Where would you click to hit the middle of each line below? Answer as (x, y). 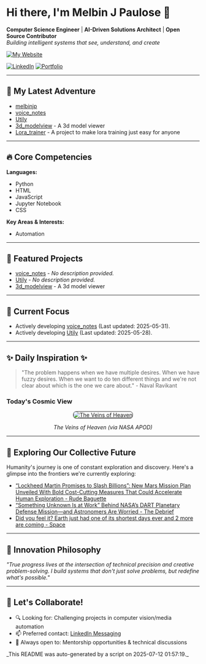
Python (24, 184)
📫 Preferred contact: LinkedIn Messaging (68, 633)
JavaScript (29, 197)
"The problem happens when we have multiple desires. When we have (110, 372)
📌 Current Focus (38, 311)
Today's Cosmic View (39, 401)
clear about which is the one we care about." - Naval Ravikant (99, 385)
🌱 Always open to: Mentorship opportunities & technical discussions (101, 642)
